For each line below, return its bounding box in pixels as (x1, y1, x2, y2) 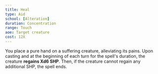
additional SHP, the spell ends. (5, 63, 68, 69)
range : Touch (5, 25, 32, 30)
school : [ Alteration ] (5, 16, 50, 21)
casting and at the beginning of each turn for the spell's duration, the (5, 53, 146, 59)
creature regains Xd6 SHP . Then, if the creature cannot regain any (5, 58, 141, 64)
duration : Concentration (5, 21, 56, 26)
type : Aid (5, 12, 26, 17)
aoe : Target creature (5, 30, 50, 35)
